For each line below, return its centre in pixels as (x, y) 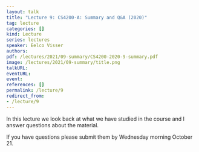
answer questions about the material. (52, 125)
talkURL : (17, 68)
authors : (17, 51)
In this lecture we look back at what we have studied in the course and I (96, 119)
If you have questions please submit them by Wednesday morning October (99, 137)
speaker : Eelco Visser (35, 46)
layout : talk (23, 12)
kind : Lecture (24, 34)
